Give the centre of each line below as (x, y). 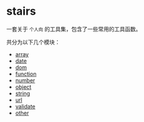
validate (25, 106)
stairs (21, 11)
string (23, 93)
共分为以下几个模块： (33, 42)
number (25, 80)
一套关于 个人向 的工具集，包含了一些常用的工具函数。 (74, 29)
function (26, 74)
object (23, 86)
